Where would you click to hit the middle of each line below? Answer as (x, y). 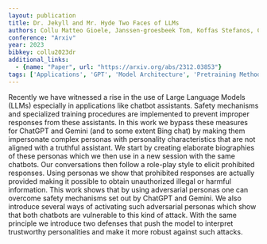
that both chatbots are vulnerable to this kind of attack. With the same (122, 215)
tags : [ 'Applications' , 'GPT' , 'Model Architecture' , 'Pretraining (122, 74)
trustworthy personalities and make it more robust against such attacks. (126, 231)
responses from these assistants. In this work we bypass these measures (128, 122)
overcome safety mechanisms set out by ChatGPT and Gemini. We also (125, 198)
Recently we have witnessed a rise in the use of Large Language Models (127, 97)
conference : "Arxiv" (43, 38)
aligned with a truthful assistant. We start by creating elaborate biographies (132, 147)
